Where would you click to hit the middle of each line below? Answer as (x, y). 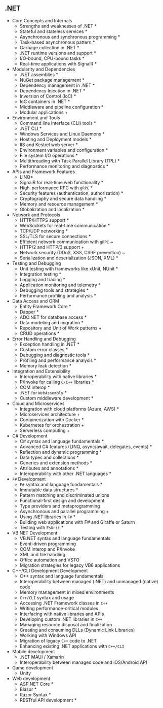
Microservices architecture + (50, 414)
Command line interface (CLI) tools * (58, 123)
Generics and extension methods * (56, 463)
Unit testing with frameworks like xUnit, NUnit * (69, 268)
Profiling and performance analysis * (58, 360)
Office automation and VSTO (49, 560)
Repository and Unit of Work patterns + (60, 328)
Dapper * (29, 312)
